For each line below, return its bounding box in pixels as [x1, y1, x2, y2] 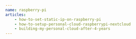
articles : [5, 12, 26, 17]
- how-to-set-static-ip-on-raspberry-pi [14, 17, 101, 22]
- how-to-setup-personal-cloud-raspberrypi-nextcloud [14, 21, 131, 27]
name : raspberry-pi [5, 7, 47, 13]
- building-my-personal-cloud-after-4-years [14, 26, 111, 31]
